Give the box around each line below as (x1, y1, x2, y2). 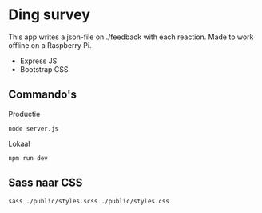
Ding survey (8, 6, 90, 24)
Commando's (8, 88, 77, 102)
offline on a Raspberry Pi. (8, 40, 92, 50)
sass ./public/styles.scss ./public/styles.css (8, 197, 170, 205)
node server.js (8, 124, 59, 133)
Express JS (19, 56, 58, 66)
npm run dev (8, 154, 48, 162)
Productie (8, 109, 41, 119)
